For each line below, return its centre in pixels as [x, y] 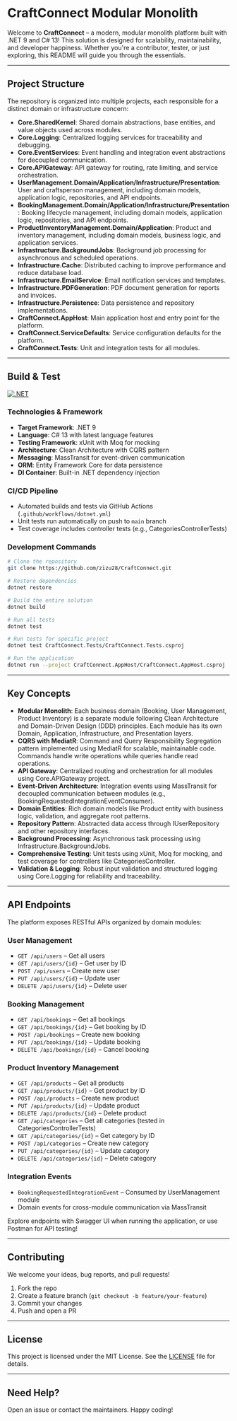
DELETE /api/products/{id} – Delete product [82, 1113]
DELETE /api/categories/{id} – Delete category [87, 1159]
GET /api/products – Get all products [71, 1083]
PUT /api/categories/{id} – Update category [83, 1151]
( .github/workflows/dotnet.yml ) [64, 514]
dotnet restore [30, 588]
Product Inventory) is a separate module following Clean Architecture [118, 718]
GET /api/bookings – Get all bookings [71, 1019]
